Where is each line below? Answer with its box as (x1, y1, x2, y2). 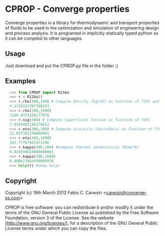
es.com (5, 195, 21, 201)
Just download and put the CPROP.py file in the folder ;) (5, 62, 118, 68)
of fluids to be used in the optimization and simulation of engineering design (5, 25, 160, 30)
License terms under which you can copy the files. (5, 225, 108, 232)
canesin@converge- (106, 190, 147, 196)
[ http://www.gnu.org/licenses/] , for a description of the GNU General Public (5, 220, 158, 226)
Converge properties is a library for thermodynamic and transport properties (5, 20, 160, 26)
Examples (5, 77, 36, 86)
